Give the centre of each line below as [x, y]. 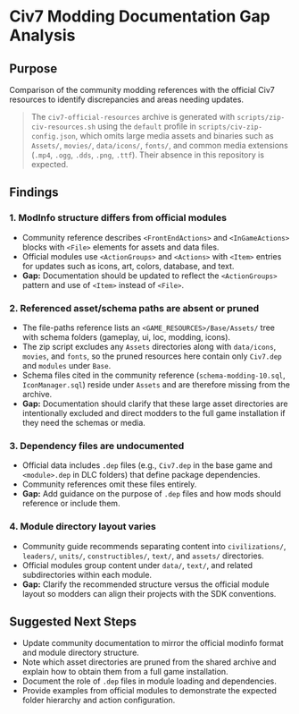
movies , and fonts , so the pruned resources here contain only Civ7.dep [152, 356]
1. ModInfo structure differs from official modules [118, 218]
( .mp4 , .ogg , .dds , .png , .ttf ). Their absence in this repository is [148, 155]
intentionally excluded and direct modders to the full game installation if [154, 412]
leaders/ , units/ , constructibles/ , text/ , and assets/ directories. [143, 556]
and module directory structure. [81, 653]
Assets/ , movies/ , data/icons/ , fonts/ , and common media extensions [159, 145]
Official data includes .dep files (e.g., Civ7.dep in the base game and [147, 465]
